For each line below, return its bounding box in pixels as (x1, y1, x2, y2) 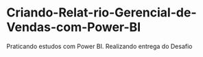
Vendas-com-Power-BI (6, 19, 141, 35)
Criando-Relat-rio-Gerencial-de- (6, 5, 197, 21)
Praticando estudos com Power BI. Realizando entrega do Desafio (6, 42, 193, 50)
